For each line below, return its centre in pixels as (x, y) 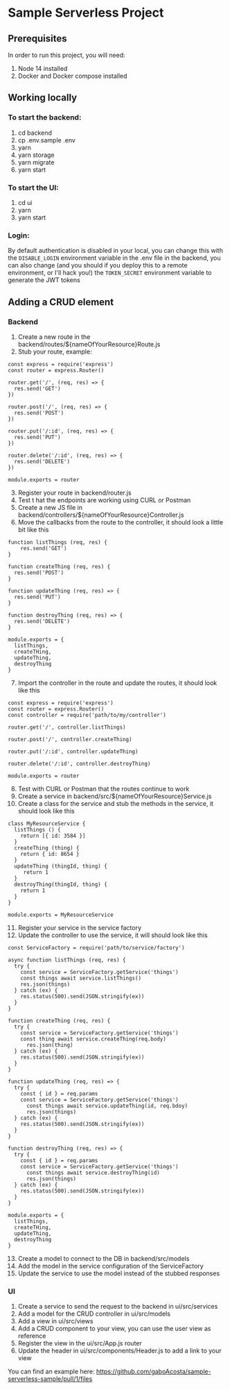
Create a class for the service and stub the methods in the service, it (116, 803)
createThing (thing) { (47, 848)
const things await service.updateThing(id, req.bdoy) (107, 1106)
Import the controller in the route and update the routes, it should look (117, 683)
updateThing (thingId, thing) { (61, 866)
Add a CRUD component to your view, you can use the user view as (114, 1329)
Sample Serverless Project (86, 13)
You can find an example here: (52, 1372)
